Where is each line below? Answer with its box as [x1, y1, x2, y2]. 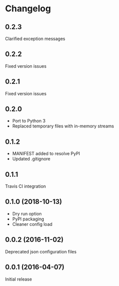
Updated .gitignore [12, 156, 51, 162]
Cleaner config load [12, 221, 53, 227]
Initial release [5, 276, 32, 282]
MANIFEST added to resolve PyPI [12, 151, 80, 157]
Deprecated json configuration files [5, 248, 77, 254]
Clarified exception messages [5, 36, 65, 41]
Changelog [5, 3, 51, 14]
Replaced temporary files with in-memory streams [12, 123, 114, 129]
